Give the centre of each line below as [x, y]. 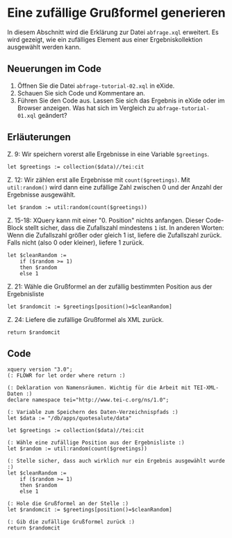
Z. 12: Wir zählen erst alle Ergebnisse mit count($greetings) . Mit [99, 180]
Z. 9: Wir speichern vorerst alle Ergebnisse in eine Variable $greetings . [108, 154]
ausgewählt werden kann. [44, 47]
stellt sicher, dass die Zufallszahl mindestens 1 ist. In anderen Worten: [124, 227]
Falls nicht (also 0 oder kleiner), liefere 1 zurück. [76, 243]
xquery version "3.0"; [40, 370]
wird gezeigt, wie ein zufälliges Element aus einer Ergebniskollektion [105, 39]
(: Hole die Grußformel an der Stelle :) [68, 504]
